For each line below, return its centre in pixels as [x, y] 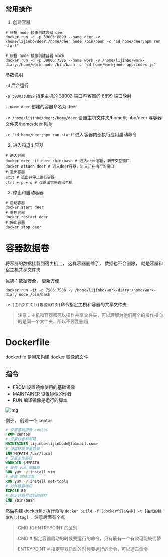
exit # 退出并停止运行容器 [30, 177]
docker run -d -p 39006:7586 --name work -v [53, 60]
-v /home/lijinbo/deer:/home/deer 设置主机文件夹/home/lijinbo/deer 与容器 [84, 117]
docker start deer [24, 207]
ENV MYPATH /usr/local [29, 453]
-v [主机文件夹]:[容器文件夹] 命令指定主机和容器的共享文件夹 [66, 304]
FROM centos [18, 435]
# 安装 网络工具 [20, 477]
